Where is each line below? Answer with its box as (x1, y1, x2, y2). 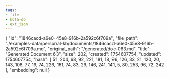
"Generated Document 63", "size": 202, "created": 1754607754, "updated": (5, 51, 162, 57)
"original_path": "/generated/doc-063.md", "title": (47, 46, 151, 52)
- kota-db (5, 17, 26, 22)
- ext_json (5, 21, 28, 27)
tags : (5, 7, 17, 13)
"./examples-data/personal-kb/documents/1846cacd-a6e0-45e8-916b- (5, 41, 154, 47)
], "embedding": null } (5, 67, 50, 73)
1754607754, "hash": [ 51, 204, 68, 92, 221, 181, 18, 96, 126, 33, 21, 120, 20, (5, 56, 160, 63)
